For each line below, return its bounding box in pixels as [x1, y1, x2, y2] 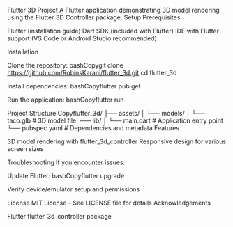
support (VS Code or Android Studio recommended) [7, 34, 157, 42]
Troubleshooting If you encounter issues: [7, 158, 126, 166]
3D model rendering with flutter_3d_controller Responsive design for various [7, 137, 227, 146]
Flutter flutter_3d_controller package [7, 212, 112, 220]
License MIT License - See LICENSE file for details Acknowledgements [7, 198, 211, 207]
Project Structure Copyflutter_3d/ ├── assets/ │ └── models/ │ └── [7, 109, 206, 117]
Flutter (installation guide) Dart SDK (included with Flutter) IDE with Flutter [7, 27, 220, 35]
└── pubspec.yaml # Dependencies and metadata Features [7, 124, 180, 132]
